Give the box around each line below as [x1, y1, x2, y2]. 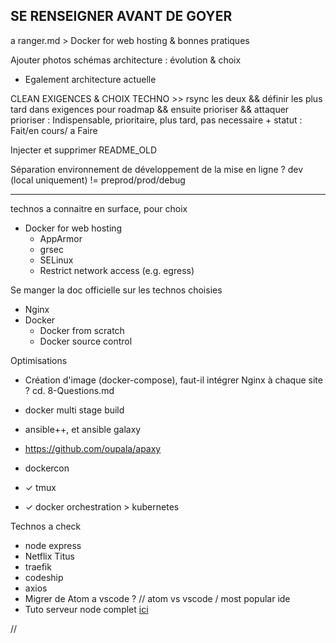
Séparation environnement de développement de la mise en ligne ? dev [10, 163, 303, 175]
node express [24, 539, 82, 551]
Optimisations [10, 354, 68, 366]
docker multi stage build [24, 404, 125, 416]
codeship [24, 571, 64, 583]
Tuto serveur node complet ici [24, 603, 149, 615]
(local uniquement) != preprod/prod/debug [10, 174, 186, 186]
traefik [24, 560, 52, 573]
